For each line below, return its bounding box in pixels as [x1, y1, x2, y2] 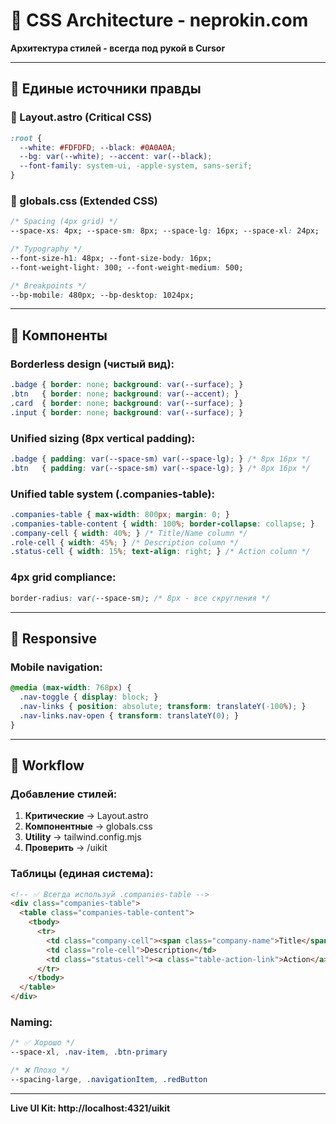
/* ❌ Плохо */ [10, 1065, 70, 1076]
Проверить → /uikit [24, 842, 108, 854]
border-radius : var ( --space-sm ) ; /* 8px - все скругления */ [10, 593, 271, 603]
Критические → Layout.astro [24, 810, 149, 822]
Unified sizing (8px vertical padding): [10, 431, 195, 445]
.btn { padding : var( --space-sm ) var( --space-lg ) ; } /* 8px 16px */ [10, 463, 311, 473]
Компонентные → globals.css [24, 820, 153, 833]
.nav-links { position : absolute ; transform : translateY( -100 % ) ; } [19, 701, 307, 711]
